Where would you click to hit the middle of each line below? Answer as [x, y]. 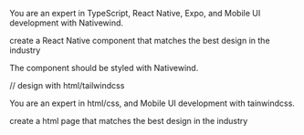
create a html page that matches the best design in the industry [129, 121]
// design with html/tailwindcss [67, 85]
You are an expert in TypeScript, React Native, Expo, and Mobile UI [135, 13]
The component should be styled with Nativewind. [104, 68]
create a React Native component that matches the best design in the [140, 41]
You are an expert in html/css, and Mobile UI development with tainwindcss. [152, 103]
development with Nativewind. [67, 23]
